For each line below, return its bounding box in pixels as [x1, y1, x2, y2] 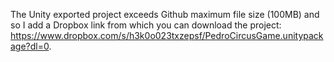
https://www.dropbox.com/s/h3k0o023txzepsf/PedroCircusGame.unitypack [10, 30, 324, 41]
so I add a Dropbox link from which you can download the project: [10, 19, 282, 31]
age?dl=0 [10, 40, 50, 52]
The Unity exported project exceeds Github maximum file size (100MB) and [10, 9, 320, 20]
